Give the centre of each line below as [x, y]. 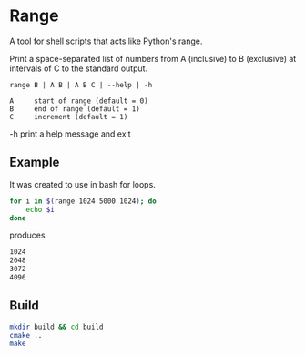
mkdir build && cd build [56, 327]
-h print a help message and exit [70, 134]
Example [35, 162]
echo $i [40, 209]
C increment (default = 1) [69, 117]
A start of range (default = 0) [79, 101]
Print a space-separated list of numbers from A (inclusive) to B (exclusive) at [153, 58]
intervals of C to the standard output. [79, 68]
